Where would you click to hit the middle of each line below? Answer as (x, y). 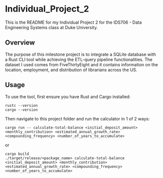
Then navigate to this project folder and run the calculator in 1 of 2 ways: (77, 119)
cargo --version (21, 110)
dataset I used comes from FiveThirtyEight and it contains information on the (81, 64)
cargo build (17, 154)
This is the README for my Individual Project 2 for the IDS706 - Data (73, 22)
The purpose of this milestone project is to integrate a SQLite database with (81, 54)
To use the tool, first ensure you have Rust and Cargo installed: (68, 96)
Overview (20, 43)
